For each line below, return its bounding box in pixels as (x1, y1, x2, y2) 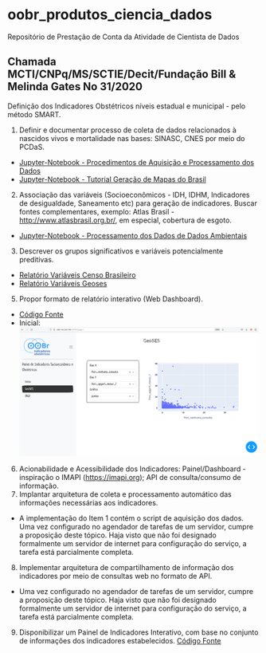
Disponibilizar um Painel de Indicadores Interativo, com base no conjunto (18, 627, 259, 637)
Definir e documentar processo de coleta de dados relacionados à (18, 125, 237, 135)
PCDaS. (18, 142, 45, 151)
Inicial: (18, 317, 41, 328)
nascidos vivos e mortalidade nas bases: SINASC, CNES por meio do (18, 133, 245, 143)
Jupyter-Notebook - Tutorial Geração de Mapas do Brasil (18, 174, 206, 184)
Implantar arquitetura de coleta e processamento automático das (18, 489, 232, 499)
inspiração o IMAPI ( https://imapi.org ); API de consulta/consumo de (18, 472, 241, 482)
